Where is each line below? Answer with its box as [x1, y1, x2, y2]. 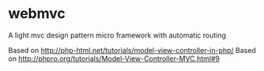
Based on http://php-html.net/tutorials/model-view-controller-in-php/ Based [8, 45, 257, 55]
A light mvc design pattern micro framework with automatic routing [8, 30, 227, 40]
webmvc [8, 5, 66, 23]
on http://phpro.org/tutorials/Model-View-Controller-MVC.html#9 [8, 54, 220, 63]
